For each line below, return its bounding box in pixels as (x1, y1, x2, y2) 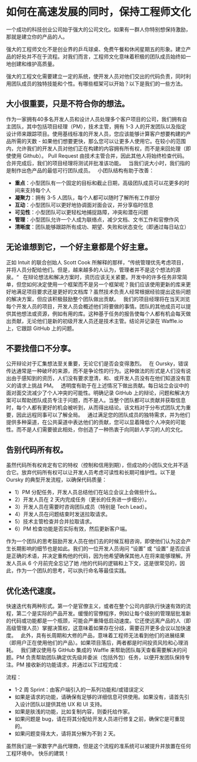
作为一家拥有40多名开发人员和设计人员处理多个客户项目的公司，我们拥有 (6, 115, 182, 123)
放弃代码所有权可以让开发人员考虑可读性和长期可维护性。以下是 (21, 469, 176, 476)
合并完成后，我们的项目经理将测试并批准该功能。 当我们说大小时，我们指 (6, 159, 185, 166)
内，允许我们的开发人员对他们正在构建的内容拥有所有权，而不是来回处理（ (6, 145, 186, 152)
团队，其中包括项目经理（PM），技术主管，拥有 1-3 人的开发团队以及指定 (11, 123, 186, 130)
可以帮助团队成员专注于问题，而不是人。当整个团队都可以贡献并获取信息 (11, 397, 186, 404)
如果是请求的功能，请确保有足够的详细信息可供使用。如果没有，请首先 (14, 693, 185, 700)
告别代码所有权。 (6, 445, 68, 455)
